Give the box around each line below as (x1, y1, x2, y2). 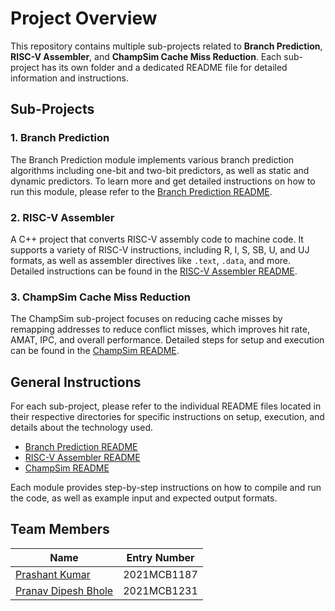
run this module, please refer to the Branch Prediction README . (10, 185, 273, 197)
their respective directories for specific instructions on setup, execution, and (10, 411, 325, 423)
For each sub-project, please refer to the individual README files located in (10, 400, 322, 412)
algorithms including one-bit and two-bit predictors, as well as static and (10, 164, 310, 176)
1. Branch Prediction (10, 131, 110, 145)
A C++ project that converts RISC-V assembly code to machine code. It (10, 233, 304, 245)
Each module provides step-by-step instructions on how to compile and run (10, 482, 322, 494)
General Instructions (10, 373, 142, 391)
